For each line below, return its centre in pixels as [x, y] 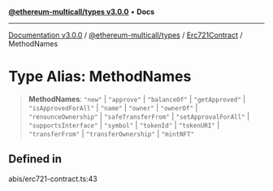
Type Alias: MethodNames [100, 77]
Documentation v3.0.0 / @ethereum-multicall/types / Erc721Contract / [126, 35]
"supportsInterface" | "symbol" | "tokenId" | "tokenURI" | [124, 124]
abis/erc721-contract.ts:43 [53, 179]
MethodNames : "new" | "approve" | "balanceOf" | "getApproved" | [137, 99]
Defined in [35, 159]
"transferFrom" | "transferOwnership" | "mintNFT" [111, 133]
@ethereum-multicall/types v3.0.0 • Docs [82, 12]
